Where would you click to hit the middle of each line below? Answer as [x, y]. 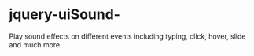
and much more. [35, 44]
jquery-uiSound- [65, 15]
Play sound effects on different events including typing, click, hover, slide [127, 36]
